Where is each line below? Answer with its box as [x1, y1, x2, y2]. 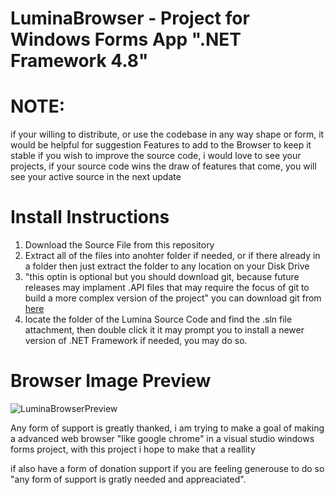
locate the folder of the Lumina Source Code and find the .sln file [24, 313, 293, 326]
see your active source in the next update [10, 171, 182, 183]
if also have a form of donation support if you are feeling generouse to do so [10, 463, 325, 474]
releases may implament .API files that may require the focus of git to [24, 282, 310, 294]
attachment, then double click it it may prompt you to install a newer [24, 324, 305, 336]
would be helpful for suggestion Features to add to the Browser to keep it [10, 139, 312, 151]
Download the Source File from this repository [24, 239, 215, 251]
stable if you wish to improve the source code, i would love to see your [10, 150, 302, 162]
